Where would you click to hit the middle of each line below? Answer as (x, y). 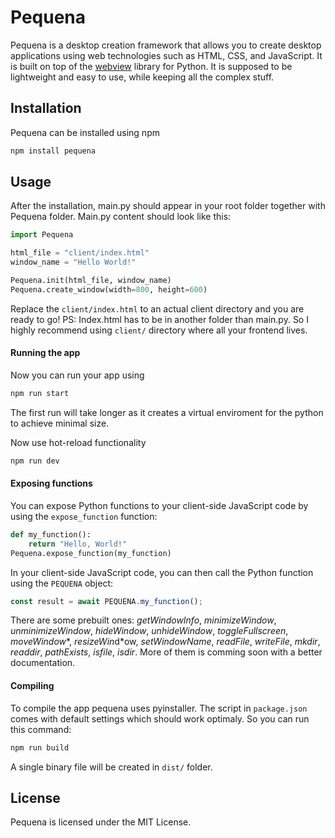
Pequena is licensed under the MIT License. (101, 822)
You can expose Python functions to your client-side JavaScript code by (159, 505)
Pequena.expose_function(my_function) (91, 553)
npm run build (40, 747)
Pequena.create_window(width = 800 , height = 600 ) (109, 289)
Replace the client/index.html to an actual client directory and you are (157, 308)
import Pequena (42, 235)
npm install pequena (53, 151)
